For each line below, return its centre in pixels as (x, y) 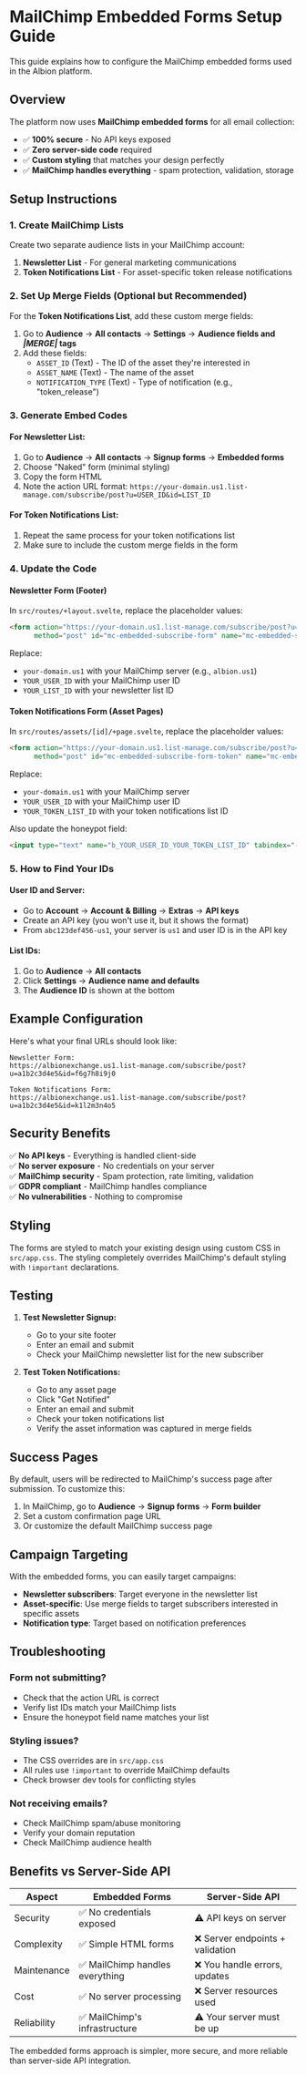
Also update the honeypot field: (68, 828)
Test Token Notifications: (71, 1372)
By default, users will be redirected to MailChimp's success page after (141, 1479)
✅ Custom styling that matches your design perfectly (123, 159)
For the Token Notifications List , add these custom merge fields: (131, 315)
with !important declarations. (65, 1267)
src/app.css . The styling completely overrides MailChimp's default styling (148, 1257)
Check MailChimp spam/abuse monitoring (102, 1823)
